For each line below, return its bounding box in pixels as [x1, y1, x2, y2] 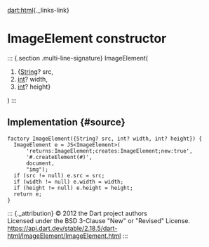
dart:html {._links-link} [7, 6, 70, 14]
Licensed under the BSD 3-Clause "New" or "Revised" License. [7, 216, 191, 224]
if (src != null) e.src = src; [13, 172, 105, 179]
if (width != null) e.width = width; [13, 178, 124, 185]
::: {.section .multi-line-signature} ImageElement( [7, 53, 149, 62]
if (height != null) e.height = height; [13, 184, 133, 191]
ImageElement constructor [7, 31, 167, 46]
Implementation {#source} [7, 116, 126, 129]
